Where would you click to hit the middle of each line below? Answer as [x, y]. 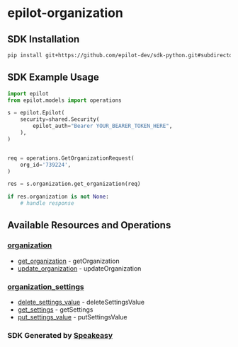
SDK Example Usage [53, 77]
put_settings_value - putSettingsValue [72, 317]
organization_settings [46, 286]
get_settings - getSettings [55, 310]
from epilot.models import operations [64, 100]
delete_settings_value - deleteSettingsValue [81, 302]
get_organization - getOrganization [69, 261]
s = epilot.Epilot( [36, 113]
